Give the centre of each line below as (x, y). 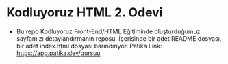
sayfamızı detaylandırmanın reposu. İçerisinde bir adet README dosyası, (119, 38)
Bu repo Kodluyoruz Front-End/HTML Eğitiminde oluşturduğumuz (108, 31)
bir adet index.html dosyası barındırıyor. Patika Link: (89, 46)
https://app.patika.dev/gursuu (58, 53)
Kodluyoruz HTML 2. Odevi (85, 13)
